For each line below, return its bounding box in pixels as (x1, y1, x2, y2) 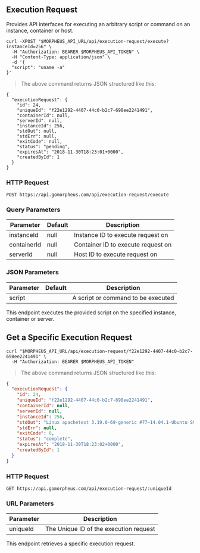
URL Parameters (6, 499, 54, 508)
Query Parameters (6, 205, 61, 214)
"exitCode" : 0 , (17, 430, 55, 436)
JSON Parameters (6, 268, 60, 276)
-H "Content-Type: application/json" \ (11, 54, 111, 60)
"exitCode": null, (17, 138, 62, 145)
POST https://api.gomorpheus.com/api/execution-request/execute (6, 192, 169, 198)
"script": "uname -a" (11, 64, 65, 70)
